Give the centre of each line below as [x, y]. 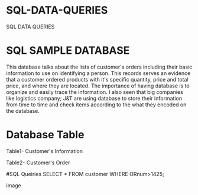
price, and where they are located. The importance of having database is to [98, 86]
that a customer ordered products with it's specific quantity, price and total [97, 79]
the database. [23, 110]
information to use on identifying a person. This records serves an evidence [98, 73]
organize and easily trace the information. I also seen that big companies [95, 92]
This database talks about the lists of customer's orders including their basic [99, 67]
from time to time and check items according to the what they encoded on [96, 105]
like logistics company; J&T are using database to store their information [94, 98]
